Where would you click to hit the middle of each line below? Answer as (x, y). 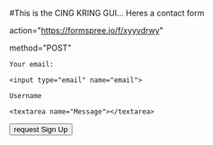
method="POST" (40, 48)
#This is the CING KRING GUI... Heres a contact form (107, 13)
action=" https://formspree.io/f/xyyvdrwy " (86, 30)
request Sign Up (41, 130)
